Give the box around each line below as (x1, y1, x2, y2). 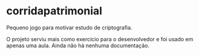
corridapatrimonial (6, 4, 103, 18)
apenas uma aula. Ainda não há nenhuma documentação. (6, 42, 150, 49)
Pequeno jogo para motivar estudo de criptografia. (6, 24, 132, 31)
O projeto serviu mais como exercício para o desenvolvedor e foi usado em (6, 35, 194, 42)
